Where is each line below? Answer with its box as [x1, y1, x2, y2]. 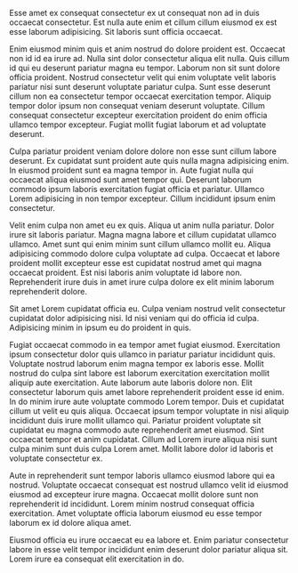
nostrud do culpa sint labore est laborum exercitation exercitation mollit [9, 368, 270, 378]
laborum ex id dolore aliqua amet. [9, 518, 132, 528]
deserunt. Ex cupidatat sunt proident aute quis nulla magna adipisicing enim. [9, 156, 289, 165]
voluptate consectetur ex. [9, 453, 103, 464]
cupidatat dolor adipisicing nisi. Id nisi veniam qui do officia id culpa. [9, 313, 260, 323]
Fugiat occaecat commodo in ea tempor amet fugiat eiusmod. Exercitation [9, 340, 280, 350]
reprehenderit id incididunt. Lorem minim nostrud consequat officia [9, 498, 255, 509]
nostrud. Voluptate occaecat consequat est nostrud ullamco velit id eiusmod [9, 480, 289, 490]
